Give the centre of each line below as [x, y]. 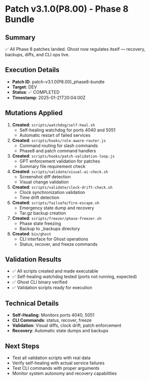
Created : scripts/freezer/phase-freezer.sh [57, 218]
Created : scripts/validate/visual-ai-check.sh [60, 171]
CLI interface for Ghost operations [54, 239]
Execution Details [32, 70]
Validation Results [33, 260]
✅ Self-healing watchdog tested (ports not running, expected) [75, 276]
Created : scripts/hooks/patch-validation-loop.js [63, 156]
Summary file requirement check [52, 166]
